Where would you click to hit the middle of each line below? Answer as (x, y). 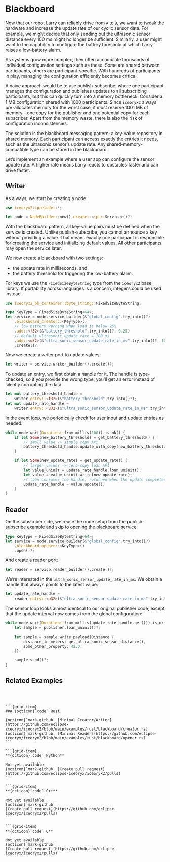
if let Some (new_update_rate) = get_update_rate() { (71, 461)
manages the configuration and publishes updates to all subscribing (76, 91)
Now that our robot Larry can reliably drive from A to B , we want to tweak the (85, 23)
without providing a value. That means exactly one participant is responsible (85, 237)
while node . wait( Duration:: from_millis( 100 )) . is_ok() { (65, 433)
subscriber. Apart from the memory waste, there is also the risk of (74, 118)
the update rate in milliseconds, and (50, 268)
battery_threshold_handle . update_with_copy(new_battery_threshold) (96, 447)
